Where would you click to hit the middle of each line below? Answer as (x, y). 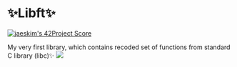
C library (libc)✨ (31, 56)
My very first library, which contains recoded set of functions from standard (119, 47)
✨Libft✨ (31, 13)
